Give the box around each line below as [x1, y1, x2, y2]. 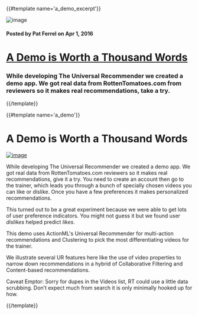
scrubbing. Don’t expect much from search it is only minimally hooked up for [6, 284, 193, 291]
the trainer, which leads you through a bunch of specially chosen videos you [6, 182, 192, 189]
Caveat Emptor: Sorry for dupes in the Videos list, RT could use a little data [6, 278, 189, 285]
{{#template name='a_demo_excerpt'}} [6, 5, 102, 12]
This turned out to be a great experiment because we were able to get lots [6, 206, 187, 213]
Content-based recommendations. [6, 267, 90, 274]
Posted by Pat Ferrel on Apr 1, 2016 [6, 30, 93, 37]
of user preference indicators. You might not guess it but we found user [6, 212, 180, 219]
